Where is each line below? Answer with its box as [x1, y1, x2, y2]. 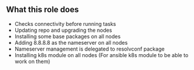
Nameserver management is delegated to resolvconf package [14, 45, 165, 52]
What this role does [6, 5, 79, 15]
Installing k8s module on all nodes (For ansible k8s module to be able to [14, 51, 189, 58]
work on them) [14, 58, 51, 65]
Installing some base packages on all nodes [14, 32, 121, 40]
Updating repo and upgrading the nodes [14, 26, 112, 34]
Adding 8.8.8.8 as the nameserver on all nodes [14, 39, 128, 46]
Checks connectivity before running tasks [14, 20, 116, 27]
